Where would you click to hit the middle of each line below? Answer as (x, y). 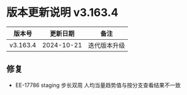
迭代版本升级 (107, 45)
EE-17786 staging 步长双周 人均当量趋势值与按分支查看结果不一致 (98, 85)
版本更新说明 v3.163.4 (62, 13)
